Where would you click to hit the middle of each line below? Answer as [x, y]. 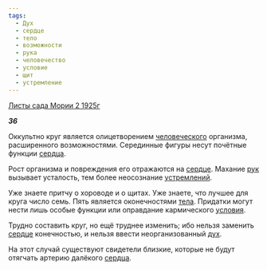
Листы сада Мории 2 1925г [54, 105]
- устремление [39, 82]
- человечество [41, 61]
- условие [31, 68]
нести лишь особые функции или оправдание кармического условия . [127, 209]
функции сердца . [37, 153]
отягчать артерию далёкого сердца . [70, 257]
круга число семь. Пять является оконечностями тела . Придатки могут [131, 201]
